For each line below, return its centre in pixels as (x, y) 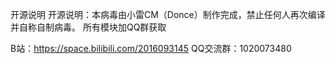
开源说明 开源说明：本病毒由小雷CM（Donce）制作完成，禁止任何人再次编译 (168, 14)
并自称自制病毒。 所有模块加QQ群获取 (88, 27)
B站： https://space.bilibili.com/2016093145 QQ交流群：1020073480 (151, 48)
